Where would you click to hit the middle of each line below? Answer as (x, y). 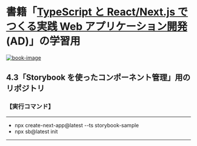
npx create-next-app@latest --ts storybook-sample (77, 125)
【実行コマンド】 (30, 107)
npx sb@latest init (36, 131)
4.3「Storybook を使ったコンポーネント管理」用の (98, 77)
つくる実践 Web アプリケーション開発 (97, 27)
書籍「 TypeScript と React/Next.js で (97, 12)
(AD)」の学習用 (43, 41)
